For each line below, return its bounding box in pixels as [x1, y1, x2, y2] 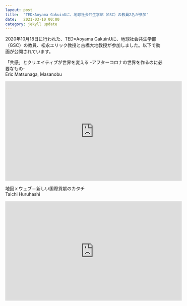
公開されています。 [14, 48, 54, 55]
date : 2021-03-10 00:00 [5, 17, 59, 22]
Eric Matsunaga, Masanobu [5, 71, 62, 77]
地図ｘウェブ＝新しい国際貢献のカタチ [5, 185, 85, 192]
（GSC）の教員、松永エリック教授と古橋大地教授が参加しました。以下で [5, 42, 156, 48]
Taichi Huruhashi [5, 191, 40, 197]
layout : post [5, 7, 33, 13]
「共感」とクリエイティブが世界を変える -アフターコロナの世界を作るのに [5, 59, 158, 66]
